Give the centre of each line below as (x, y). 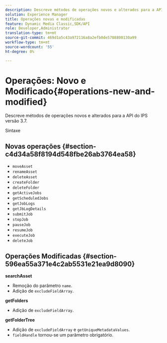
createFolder (26, 183)
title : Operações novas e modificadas (45, 19)
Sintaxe (13, 131)
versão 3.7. (16, 121)
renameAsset (25, 172)
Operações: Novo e (45, 81)
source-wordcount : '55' (30, 47)
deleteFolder (26, 188)
